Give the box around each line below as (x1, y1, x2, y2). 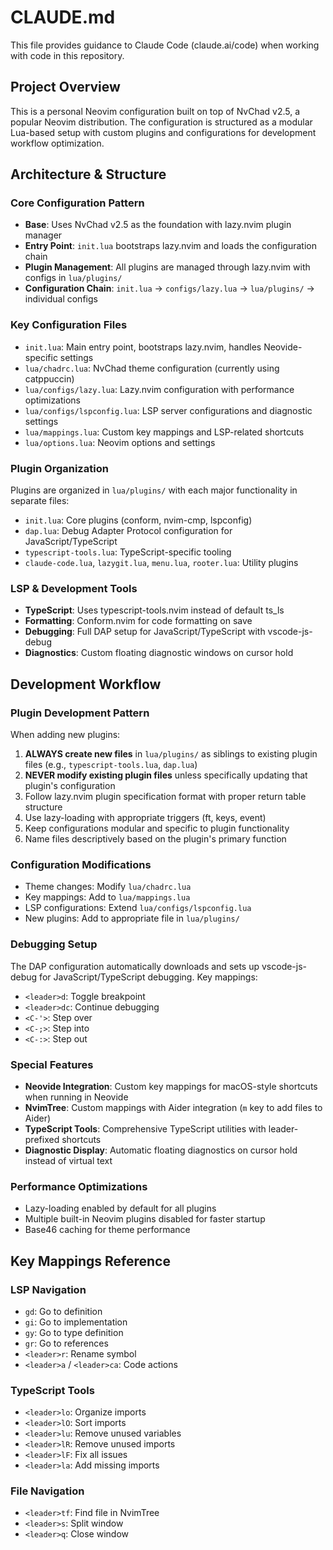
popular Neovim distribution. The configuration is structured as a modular (10, 116, 313, 128)
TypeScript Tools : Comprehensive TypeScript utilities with (24, 1122, 267, 1135)
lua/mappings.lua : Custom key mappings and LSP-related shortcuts (24, 426, 305, 438)
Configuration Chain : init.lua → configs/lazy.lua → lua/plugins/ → (24, 282, 315, 295)
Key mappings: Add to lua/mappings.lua (24, 891, 191, 903)
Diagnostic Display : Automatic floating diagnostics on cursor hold (24, 1144, 298, 1156)
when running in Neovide (24, 1091, 129, 1103)
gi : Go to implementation (24, 1316, 128, 1328)
